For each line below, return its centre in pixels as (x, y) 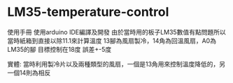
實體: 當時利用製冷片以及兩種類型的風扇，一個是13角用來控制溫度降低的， (113, 64)
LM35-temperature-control (88, 12)
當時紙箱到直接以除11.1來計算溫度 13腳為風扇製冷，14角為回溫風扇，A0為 (112, 40)
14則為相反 (35, 73)
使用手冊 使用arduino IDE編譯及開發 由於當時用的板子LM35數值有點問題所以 (116, 32)
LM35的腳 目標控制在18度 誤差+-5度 (59, 49)
